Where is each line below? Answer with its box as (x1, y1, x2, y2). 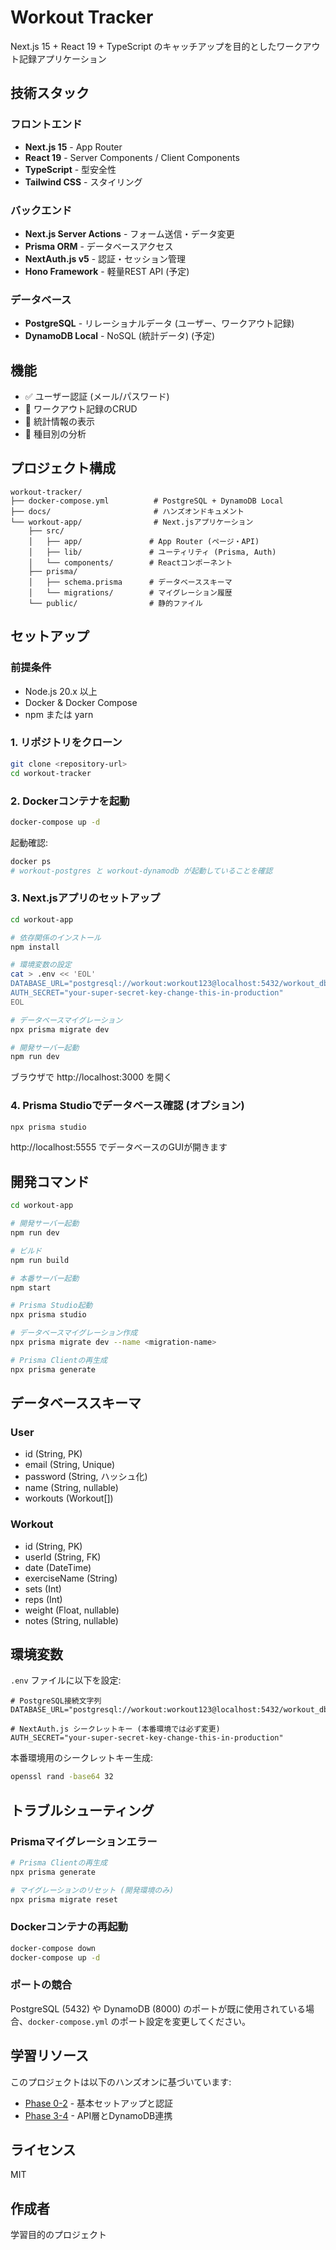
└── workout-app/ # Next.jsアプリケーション (10, 517, 254, 527)
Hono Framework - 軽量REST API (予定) (24, 265, 190, 277)
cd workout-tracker (10, 768, 92, 778)
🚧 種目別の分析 (24, 428, 87, 440)
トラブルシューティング (10, 1802, 155, 1819)
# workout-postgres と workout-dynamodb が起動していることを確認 (10, 866, 273, 876)
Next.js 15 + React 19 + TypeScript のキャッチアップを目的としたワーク (10, 40, 303, 52)
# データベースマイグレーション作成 (10, 1328, 138, 1338)
